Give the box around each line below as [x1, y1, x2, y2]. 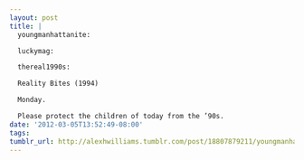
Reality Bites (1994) [17, 79, 100, 89]
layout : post [9, 13, 59, 23]
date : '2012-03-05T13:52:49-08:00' [9, 119, 144, 129]
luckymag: [17, 46, 54, 55]
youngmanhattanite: [17, 30, 91, 39]
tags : [9, 128, 30, 137]
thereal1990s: [17, 62, 71, 72]
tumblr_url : [9, 136, 54, 146]
